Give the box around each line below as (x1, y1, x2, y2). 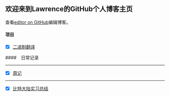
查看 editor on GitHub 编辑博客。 (5, 19, 71, 25)
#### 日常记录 (5, 55, 39, 61)
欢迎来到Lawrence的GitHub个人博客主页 (5, 5, 133, 14)
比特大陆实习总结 (12, 85, 49, 92)
